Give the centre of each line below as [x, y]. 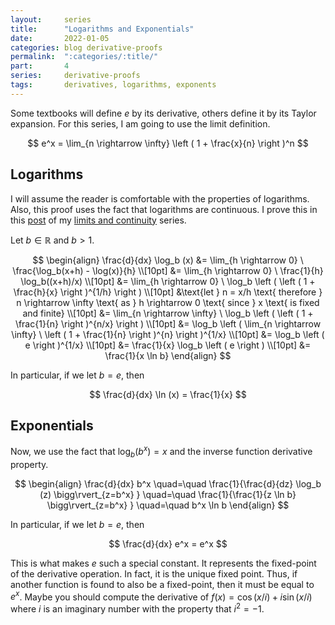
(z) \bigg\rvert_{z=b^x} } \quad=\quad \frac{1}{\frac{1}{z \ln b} [168, 494]
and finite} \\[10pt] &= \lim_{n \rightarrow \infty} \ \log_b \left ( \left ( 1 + [168, 313]
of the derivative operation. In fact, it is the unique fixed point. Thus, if [154, 573]
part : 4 [40, 66]
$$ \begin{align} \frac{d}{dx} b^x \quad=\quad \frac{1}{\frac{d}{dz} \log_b [168, 483]
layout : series [51, 19]
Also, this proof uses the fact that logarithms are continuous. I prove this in [164, 209]
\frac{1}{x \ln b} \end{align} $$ [168, 355]
